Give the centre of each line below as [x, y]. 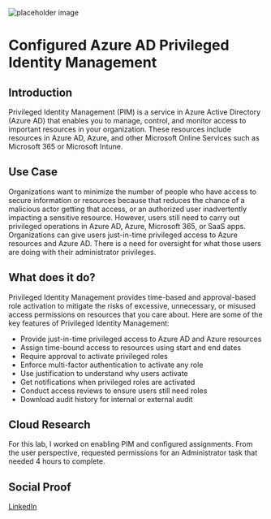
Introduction [41, 92]
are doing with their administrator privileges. [82, 252]
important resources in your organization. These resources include [120, 129]
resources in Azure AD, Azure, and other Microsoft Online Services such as [134, 138]
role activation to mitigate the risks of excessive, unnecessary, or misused [132, 305]
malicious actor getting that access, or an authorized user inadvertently [128, 209]
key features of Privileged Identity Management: [89, 323]
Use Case [33, 172]
